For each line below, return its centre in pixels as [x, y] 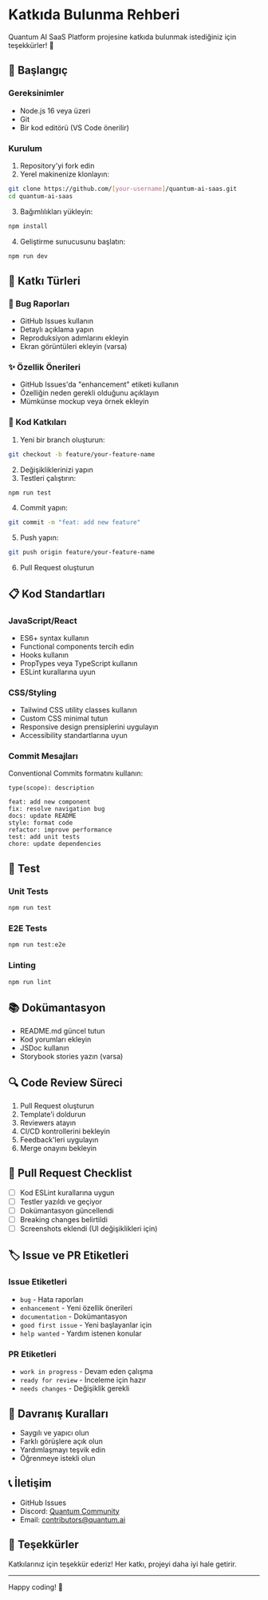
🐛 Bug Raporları [39, 304]
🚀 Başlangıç [38, 71]
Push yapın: [39, 538]
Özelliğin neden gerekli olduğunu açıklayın [89, 393]
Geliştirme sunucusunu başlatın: [73, 241]
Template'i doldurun [53, 1114]
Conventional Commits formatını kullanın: [76, 773]
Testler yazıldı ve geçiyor [61, 1201]
